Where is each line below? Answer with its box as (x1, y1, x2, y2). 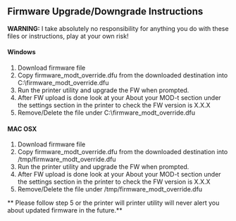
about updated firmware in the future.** (7, 206, 123, 215)
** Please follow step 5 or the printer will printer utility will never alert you (7, 198, 220, 207)
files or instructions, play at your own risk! (7, 32, 129, 40)
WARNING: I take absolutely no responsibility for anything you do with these (7, 24, 229, 32)
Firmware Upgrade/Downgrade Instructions (7, 6, 204, 18)
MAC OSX (7, 125, 37, 133)
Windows (7, 48, 36, 56)
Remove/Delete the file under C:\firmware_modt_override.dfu (17, 108, 196, 117)
